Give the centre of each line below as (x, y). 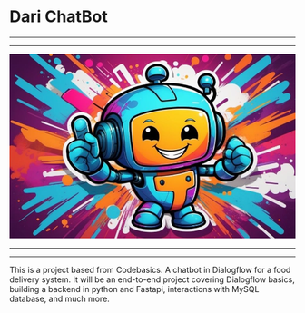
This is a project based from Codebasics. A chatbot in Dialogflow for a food (150, 269)
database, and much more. (60, 298)
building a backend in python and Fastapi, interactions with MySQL (134, 289)
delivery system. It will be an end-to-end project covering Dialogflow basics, (152, 279)
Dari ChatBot (59, 17)
